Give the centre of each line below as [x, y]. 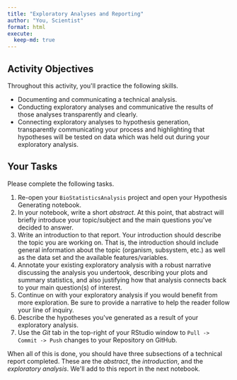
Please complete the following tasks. [61, 184]
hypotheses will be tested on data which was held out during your [114, 137]
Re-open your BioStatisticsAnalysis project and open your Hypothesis [122, 197]
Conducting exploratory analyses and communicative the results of [115, 107]
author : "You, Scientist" [45, 20]
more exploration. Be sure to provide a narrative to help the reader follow [123, 302]
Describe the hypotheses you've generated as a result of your [108, 317]
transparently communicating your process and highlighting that [111, 129]
